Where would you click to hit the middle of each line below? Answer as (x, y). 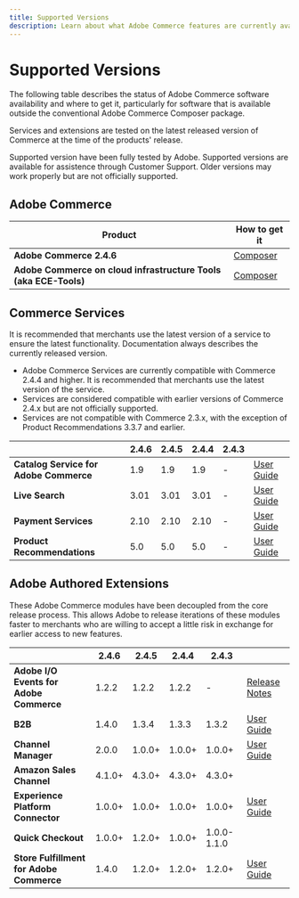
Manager (33, 755)
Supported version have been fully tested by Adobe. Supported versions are (149, 158)
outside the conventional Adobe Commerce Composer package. (127, 113)
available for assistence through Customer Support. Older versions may (140, 167)
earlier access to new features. (66, 633)
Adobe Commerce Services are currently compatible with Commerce (149, 371)
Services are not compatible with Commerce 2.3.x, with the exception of (154, 418)
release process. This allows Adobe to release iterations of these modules (145, 615)
